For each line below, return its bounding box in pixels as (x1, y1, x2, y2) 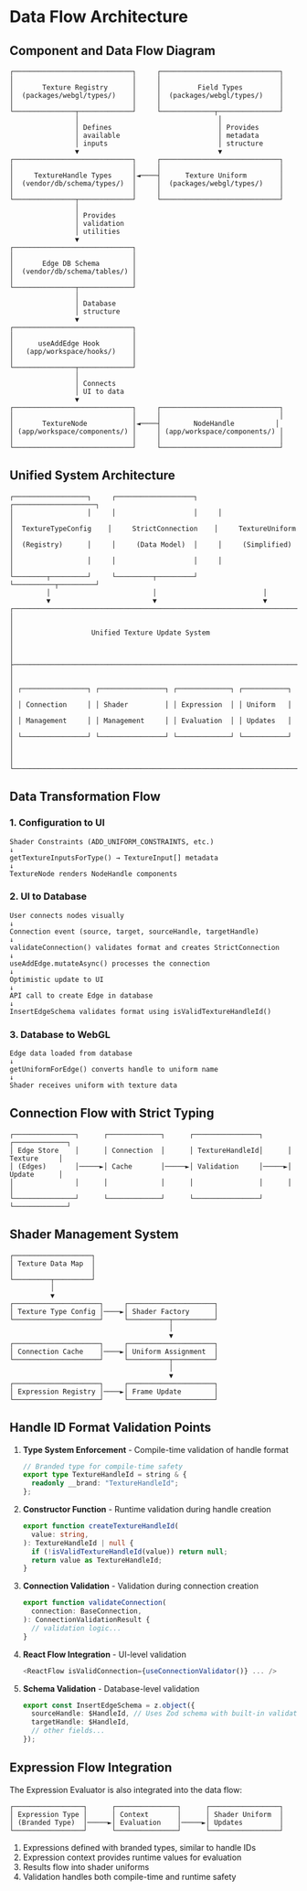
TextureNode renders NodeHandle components (9, 869, 178, 879)
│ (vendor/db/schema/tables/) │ (9, 267, 137, 276)
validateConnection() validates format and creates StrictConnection (9, 943, 281, 952)
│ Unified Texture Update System (9, 628, 210, 637)
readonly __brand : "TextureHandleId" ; (31, 1479, 179, 1488)
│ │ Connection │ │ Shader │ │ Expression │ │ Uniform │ (9, 700, 292, 710)
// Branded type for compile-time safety (22, 1461, 183, 1471)
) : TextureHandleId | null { (22, 1538, 134, 1547)
